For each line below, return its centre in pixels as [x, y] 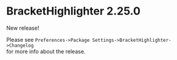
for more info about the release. [46, 51]
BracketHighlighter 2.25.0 [74, 11]
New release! [23, 28]
